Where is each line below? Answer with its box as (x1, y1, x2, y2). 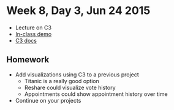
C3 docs (15, 37, 37, 44)
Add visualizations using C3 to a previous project (15, 71, 139, 78)
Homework (6, 54, 50, 65)
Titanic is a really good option (24, 77, 99, 84)
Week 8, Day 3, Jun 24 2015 (6, 4, 151, 18)
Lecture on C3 (15, 24, 52, 31)
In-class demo (15, 30, 52, 37)
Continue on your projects (15, 97, 81, 104)
